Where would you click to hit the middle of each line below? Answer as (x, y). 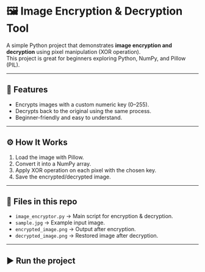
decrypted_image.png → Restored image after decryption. (87, 236)
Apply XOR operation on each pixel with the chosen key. (86, 170)
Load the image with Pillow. (49, 157)
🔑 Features (27, 90)
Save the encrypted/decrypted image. (63, 177)
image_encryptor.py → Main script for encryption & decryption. (94, 216)
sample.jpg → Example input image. (60, 222)
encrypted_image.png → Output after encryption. (75, 229)
